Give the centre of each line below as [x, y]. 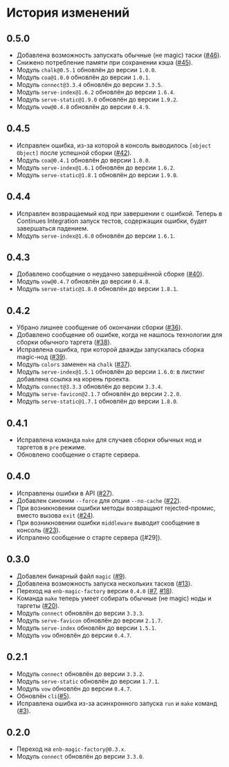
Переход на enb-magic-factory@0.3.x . [71, 749]
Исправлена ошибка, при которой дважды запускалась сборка [110, 349]
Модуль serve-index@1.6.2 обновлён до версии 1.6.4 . [96, 92]
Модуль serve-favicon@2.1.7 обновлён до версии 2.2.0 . [99, 394]
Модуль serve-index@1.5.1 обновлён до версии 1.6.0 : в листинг [111, 372]
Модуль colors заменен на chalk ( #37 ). [74, 364]
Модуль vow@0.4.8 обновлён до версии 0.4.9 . [83, 107]
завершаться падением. [52, 228]
